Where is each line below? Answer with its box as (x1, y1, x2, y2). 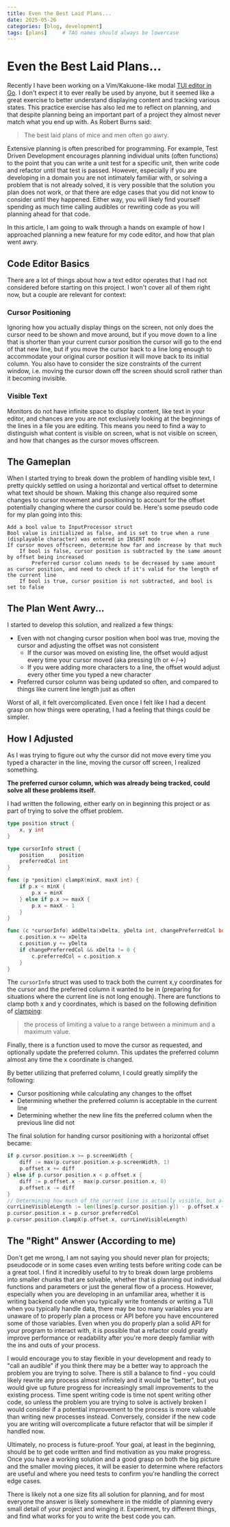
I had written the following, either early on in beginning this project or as (7, 800, 210, 808)
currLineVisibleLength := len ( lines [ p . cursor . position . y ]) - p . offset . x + (7, 1203, 225, 1211)
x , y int (19, 826, 44, 833)
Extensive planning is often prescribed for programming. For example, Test (7, 145, 218, 153)
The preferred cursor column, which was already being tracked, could (7, 779, 210, 788)
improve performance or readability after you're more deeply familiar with (7, 1334, 214, 1342)
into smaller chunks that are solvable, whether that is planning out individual (7, 1275, 221, 1283)
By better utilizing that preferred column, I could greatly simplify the (7, 1069, 199, 1077)
